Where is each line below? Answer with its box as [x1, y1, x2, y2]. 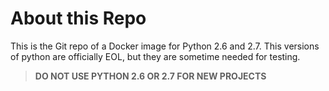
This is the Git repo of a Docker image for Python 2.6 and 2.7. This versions [10, 40, 320, 52]
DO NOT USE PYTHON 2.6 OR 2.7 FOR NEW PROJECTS [34, 70, 267, 82]
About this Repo [10, 7, 147, 30]
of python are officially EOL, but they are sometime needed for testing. [10, 50, 301, 62]
